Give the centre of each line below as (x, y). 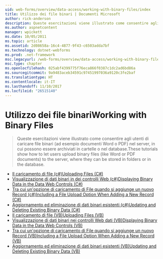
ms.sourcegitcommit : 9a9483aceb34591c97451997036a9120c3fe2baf (70, 73)
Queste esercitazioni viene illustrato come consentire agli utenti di (83, 138)
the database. (31, 164)
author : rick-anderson (28, 18)
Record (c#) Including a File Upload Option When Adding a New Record (83, 194)
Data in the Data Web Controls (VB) (47, 225)
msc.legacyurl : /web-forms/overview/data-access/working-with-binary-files (83, 59)
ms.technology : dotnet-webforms (38, 50)
